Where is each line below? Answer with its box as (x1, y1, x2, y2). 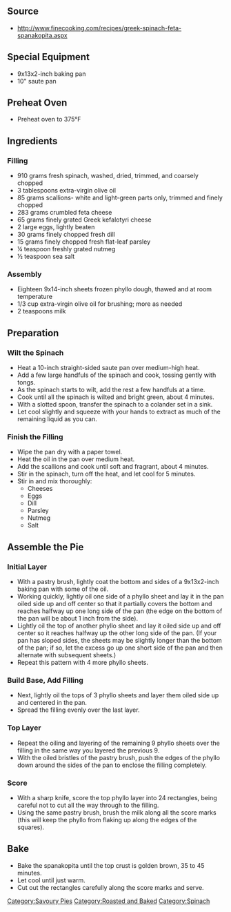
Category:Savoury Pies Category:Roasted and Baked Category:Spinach (7, 897, 210, 905)
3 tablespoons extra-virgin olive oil (17, 186, 116, 195)
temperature (17, 293, 53, 301)
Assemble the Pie (7, 541, 84, 553)
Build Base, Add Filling (7, 676, 84, 686)
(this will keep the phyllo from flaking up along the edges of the (17, 815, 197, 824)
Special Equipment (7, 51, 90, 63)
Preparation (7, 327, 59, 339)
